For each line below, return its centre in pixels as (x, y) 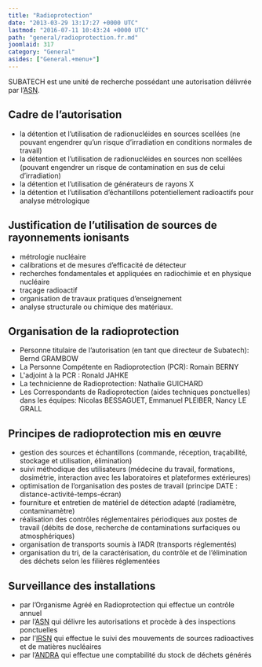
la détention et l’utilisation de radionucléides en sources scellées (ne (130, 134)
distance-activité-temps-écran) (70, 494)
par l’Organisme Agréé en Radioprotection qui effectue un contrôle (127, 604)
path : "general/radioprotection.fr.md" (73, 37)
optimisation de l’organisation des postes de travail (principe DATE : (128, 486)
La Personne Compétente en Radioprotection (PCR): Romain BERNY (129, 367)
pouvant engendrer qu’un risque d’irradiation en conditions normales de (136, 142)
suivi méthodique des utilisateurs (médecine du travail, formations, (127, 470)
